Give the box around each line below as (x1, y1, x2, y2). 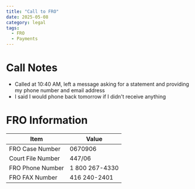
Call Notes (6, 61, 58, 75)
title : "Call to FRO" (6, 8, 59, 15)
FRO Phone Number (9, 164, 65, 172)
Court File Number (9, 154, 60, 162)
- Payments (11, 36, 38, 42)
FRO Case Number (9, 144, 60, 153)
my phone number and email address (14, 86, 105, 94)
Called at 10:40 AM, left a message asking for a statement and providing (14, 80, 190, 87)
